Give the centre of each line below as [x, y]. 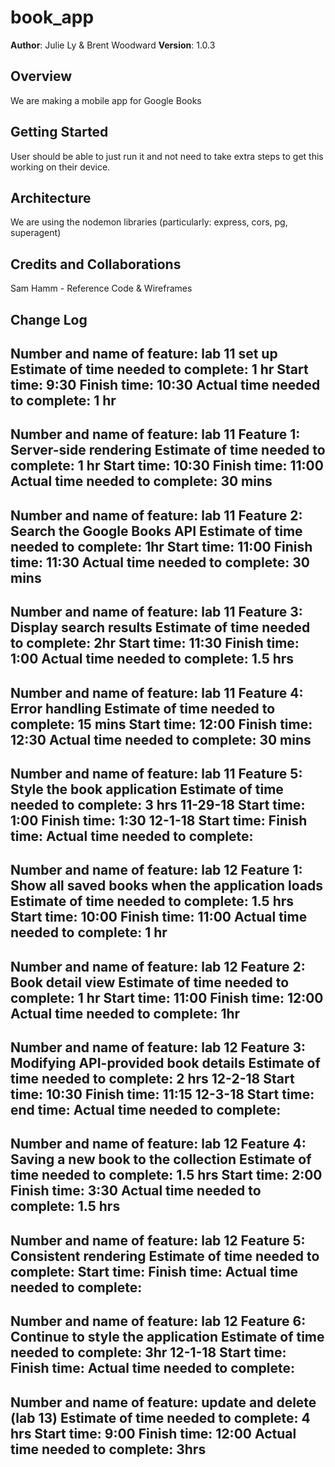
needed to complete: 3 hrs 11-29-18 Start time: [158, 804]
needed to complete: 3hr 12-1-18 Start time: [148, 1352]
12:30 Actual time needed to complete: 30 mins [161, 739]
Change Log [49, 319]
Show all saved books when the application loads [167, 886]
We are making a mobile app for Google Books [106, 100]
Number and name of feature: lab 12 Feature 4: [158, 1144]
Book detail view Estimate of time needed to [150, 982]
